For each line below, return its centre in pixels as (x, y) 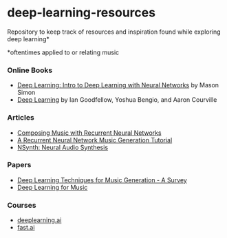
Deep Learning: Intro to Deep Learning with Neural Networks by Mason (118, 85)
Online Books (30, 70)
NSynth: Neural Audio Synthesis (63, 147)
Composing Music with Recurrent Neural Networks (89, 133)
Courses (22, 205)
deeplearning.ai (39, 220)
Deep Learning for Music (52, 187)
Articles (21, 118)
